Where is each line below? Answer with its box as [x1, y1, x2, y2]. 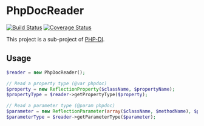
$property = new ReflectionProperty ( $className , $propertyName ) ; [6, 86, 175, 92]
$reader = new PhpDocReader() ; [6, 69, 86, 75]
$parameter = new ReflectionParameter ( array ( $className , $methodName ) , [6, 108, 191, 114]
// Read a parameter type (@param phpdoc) [6, 103, 115, 109]
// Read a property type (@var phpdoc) [6, 80, 107, 86]
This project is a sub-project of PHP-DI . [6, 35, 105, 43]
